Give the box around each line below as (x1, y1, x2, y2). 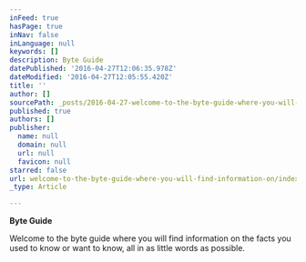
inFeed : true (9, 13, 59, 23)
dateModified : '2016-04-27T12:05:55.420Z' (9, 73, 173, 82)
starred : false (9, 166, 67, 175)
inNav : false (9, 30, 59, 39)
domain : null (17, 140, 67, 149)
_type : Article (9, 183, 67, 192)
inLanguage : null (9, 38, 76, 48)
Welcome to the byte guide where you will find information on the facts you (9, 233, 291, 244)
